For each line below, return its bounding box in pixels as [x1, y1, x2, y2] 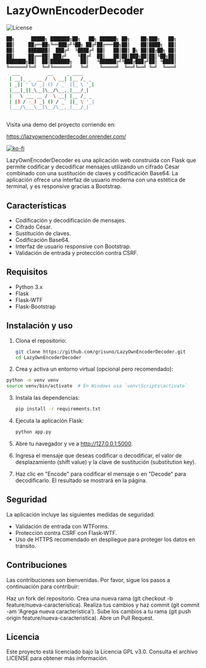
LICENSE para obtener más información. [6, 655, 109, 662]
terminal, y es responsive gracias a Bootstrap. [6, 183, 123, 190]
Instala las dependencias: [15, 394, 80, 401]
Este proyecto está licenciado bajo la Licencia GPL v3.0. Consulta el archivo [6, 648, 198, 656]
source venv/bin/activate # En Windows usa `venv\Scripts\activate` [6, 383, 188, 389]
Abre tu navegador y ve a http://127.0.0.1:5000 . [15, 439, 133, 447]
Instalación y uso [6, 321, 73, 331]
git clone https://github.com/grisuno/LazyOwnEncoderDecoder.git [15, 349, 186, 355]
